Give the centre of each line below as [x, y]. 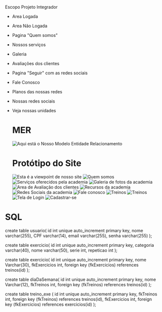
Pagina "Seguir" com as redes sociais [50, 73]
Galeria [19, 54]
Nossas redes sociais [33, 101]
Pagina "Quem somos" [35, 35]
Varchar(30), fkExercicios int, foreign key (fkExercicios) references [72, 265]
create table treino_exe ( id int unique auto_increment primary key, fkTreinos [81, 294]
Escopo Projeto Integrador [31, 7]
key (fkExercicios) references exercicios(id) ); [51, 304]
